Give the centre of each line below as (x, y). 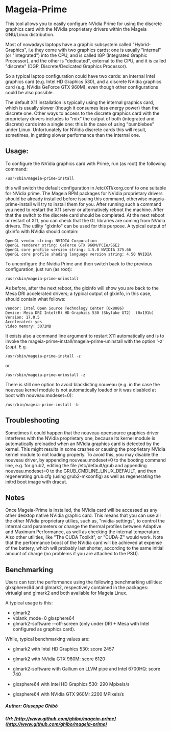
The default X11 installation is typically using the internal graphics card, (80, 102)
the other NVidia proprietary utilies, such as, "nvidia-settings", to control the (85, 521)
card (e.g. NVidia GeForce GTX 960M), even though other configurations (82, 87)
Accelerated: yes (24, 322)
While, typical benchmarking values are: (47, 639)
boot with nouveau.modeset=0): (39, 395)
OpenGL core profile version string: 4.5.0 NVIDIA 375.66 (68, 249)
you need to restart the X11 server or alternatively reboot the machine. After (84, 210)
